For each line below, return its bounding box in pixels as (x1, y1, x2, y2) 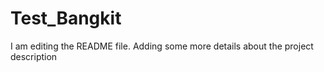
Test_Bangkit (10, 7, 122, 30)
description (10, 50, 58, 62)
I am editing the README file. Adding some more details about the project (10, 40, 314, 52)
